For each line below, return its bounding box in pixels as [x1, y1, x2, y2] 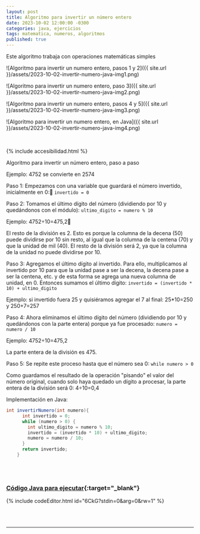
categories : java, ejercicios [6, 25, 82, 32]
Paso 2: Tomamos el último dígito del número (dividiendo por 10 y [6, 200, 167, 207]
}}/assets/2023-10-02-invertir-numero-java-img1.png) [6, 71, 139, 78]
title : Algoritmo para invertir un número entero [6, 14, 132, 20]
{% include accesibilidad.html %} [6, 147, 88, 155]
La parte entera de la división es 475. [6, 348, 97, 356]
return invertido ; [21, 446, 68, 452]
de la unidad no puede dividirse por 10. [6, 249, 102, 255]
